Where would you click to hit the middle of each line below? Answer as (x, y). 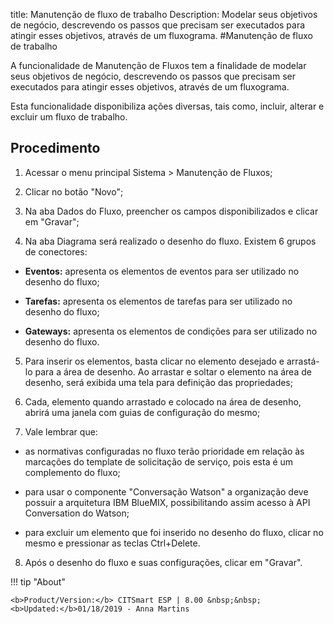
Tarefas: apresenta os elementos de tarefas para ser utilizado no (158, 301)
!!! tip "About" (38, 581)
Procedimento (55, 148)
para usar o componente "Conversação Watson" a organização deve (166, 491)
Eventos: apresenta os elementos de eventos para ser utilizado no (162, 271)
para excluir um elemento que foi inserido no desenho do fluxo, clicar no (174, 532)
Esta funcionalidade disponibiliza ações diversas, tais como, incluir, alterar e (167, 106)
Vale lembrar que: (61, 431)
